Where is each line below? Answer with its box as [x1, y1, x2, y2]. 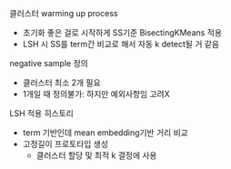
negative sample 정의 [9, 58, 88, 68]
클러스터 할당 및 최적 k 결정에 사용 [35, 150, 157, 161]
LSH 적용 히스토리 [9, 108, 75, 118]
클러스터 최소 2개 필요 [22, 77, 102, 88]
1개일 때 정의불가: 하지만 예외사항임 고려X [22, 89, 170, 99]
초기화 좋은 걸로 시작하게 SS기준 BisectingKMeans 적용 [22, 27, 223, 38]
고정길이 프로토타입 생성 [22, 139, 109, 149]
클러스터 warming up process [9, 8, 118, 18]
